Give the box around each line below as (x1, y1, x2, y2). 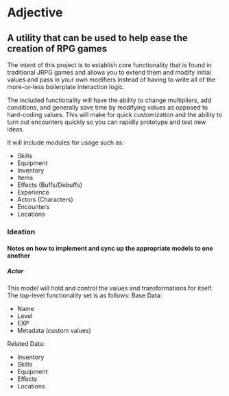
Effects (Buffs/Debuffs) (16, 181, 83, 189)
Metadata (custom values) (16, 327, 91, 335)
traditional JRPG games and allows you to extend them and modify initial (7, 69, 212, 76)
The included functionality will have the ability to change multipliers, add (7, 96, 212, 104)
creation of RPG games (7, 42, 108, 54)
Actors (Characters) (16, 195, 73, 203)
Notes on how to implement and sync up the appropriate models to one (7, 244, 214, 252)
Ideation (7, 227, 36, 236)
